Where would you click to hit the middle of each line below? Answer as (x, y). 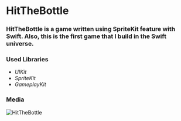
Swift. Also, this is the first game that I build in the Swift (86, 36)
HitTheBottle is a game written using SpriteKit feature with (91, 29)
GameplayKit (30, 84)
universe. (20, 44)
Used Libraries (27, 60)
